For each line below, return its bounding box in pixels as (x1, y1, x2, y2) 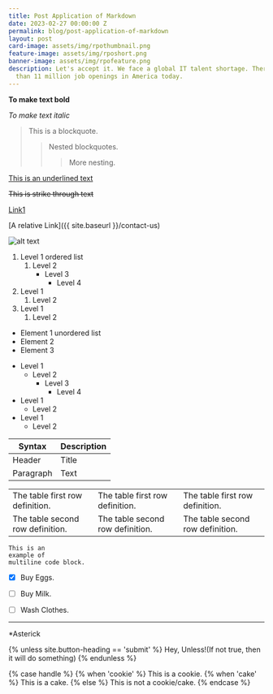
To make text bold (8, 94, 71, 104)
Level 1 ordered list (19, 252, 84, 261)
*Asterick (8, 628, 41, 638)
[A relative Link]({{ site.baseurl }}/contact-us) (8, 220, 161, 230)
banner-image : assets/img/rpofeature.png (8, 58, 151, 66)
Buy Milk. (19, 588, 52, 598)
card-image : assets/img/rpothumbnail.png (8, 42, 151, 50)
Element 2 (19, 336, 54, 346)
